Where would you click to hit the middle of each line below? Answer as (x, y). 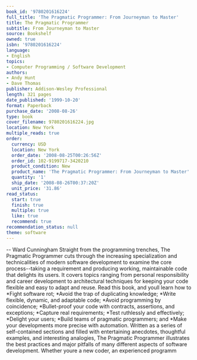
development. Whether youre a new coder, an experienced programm (91, 350)
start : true (26, 200)
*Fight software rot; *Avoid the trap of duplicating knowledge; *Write (91, 293)
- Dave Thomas (24, 84)
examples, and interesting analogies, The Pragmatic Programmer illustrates (98, 338)
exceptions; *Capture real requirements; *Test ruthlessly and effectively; (95, 312)
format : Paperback (29, 105)
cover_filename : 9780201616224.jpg (50, 122)
